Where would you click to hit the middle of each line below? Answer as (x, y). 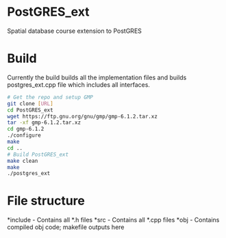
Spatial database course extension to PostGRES (75, 31)
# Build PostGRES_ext (38, 155)
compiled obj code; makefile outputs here (66, 227)
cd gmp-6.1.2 (26, 129)
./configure (24, 135)
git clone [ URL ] (30, 103)
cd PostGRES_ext (30, 110)
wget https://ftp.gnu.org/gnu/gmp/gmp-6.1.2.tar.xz (82, 116)
